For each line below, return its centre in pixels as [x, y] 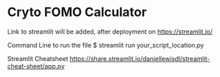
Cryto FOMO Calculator [77, 12]
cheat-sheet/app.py [36, 66]
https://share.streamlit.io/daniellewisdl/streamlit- [140, 58]
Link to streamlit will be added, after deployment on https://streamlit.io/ [110, 31]
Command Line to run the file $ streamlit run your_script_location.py [106, 45]
